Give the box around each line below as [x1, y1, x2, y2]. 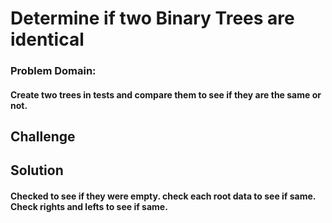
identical [10, 28, 85, 51]
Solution [10, 162, 64, 179]
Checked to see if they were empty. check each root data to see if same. [10, 190, 317, 202]
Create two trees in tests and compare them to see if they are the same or [10, 88, 322, 101]
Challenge [10, 128, 76, 146]
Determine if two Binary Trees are [10, 7, 295, 30]
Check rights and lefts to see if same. [10, 201, 168, 213]
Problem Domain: [10, 64, 97, 78]
